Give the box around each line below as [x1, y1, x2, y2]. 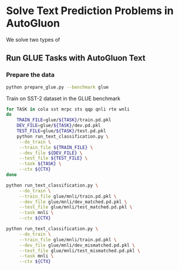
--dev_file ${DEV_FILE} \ [19, 150, 83, 156]
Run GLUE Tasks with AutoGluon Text [6, 53, 146, 63]
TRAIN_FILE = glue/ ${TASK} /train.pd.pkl [16, 117, 112, 123]
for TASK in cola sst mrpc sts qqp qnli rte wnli [6, 106, 130, 112]
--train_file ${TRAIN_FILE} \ [19, 144, 93, 151]
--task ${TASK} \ [19, 161, 62, 167]
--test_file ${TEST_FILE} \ [19, 155, 88, 161]
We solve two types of [6, 36, 60, 43]
